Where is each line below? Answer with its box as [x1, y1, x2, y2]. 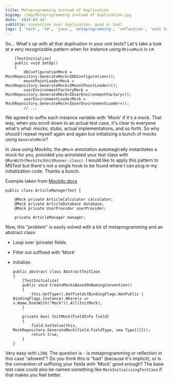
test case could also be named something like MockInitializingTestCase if [5, 367, 162, 373]
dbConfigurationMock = [24, 70, 72, 75]
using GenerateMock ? [5, 137, 48, 143]
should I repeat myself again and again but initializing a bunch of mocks [5, 131, 157, 137]
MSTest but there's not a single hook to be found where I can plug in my [5, 163, 158, 169]
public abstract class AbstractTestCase [12, 269, 100, 275]
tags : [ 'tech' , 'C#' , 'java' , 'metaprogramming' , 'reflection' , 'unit [5, 27, 161, 32]
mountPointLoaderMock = [24, 79, 74, 84]
